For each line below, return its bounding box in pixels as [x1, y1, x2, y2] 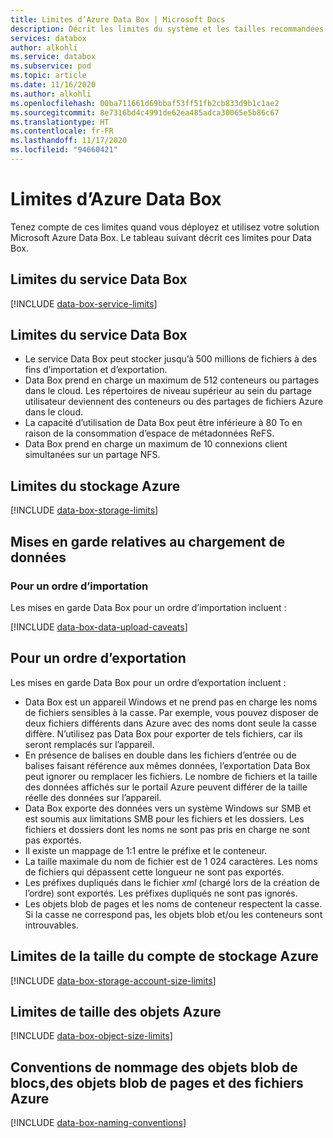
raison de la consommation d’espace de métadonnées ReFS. [24, 427, 275, 440]
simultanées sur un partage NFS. [24, 449, 161, 461]
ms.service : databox [10, 52, 97, 62]
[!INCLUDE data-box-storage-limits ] [10, 504, 159, 516]
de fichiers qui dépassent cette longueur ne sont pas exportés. [24, 866, 285, 878]
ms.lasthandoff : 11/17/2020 [10, 136, 128, 146]
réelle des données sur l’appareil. [24, 791, 162, 803]
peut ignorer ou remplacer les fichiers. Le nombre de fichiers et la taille [24, 770, 318, 782]
